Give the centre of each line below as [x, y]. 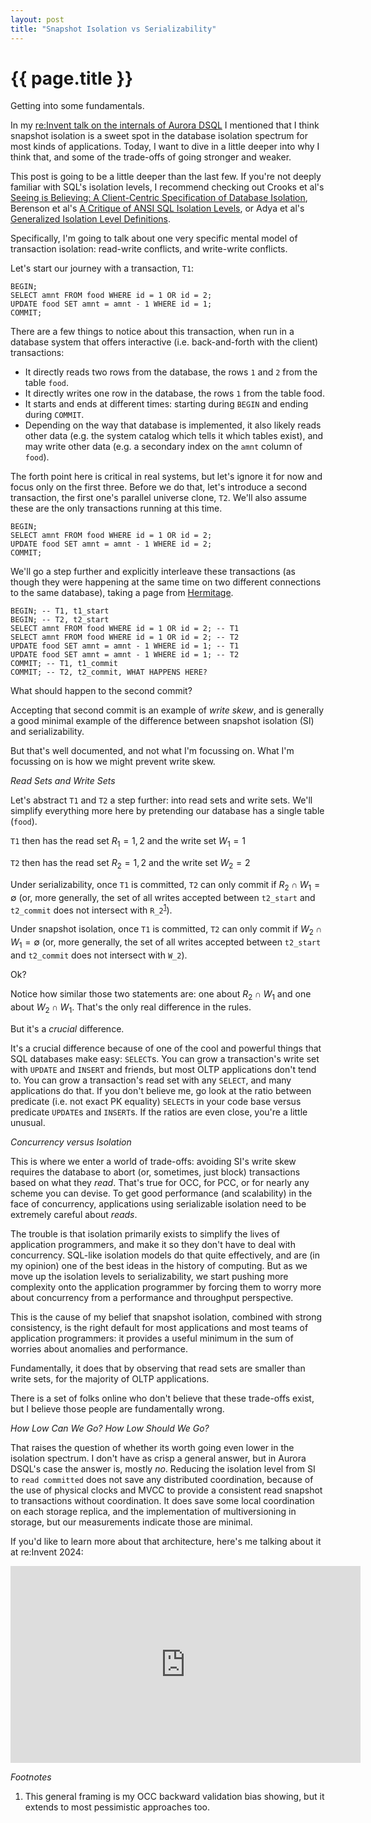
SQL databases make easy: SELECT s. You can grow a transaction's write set [165, 1058]
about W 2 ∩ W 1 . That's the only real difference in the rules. [131, 1008]
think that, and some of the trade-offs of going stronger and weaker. [151, 157]
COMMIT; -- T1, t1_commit [64, 664]
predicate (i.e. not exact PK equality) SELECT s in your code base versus [156, 1101]
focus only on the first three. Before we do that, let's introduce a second [159, 487]
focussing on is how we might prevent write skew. [113, 762]
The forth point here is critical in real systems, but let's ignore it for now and [166, 477]
